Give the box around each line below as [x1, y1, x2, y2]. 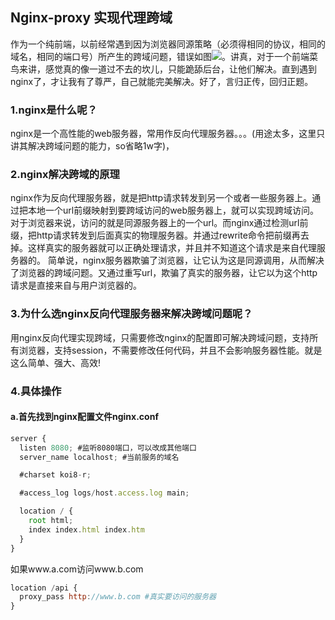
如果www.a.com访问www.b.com [10, 563, 144, 575]
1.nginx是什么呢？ [10, 103, 98, 117]
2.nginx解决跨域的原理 [10, 168, 120, 182]
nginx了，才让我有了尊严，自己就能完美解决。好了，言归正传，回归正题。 [10, 75, 314, 87]
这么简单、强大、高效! [10, 356, 102, 368]
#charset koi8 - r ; [19, 470, 92, 480]
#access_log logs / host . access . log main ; [19, 488, 190, 498]
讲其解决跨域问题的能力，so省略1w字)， [10, 140, 175, 152]
